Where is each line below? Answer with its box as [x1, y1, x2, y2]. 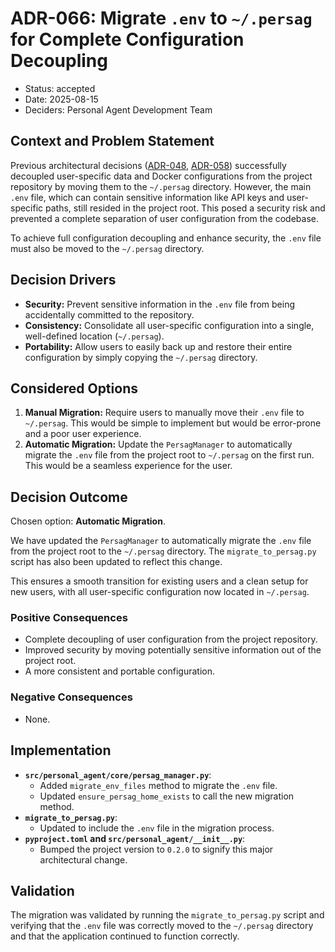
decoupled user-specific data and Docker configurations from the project [10, 170, 313, 182]
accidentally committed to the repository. [24, 308, 195, 321]
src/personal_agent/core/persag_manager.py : [24, 768, 212, 781]
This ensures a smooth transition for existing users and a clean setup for [10, 575, 309, 587]
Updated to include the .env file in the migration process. [39, 822, 275, 834]
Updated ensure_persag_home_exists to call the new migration [39, 790, 295, 802]
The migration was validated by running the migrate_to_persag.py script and [10, 909, 325, 921]
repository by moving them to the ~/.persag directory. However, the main [10, 180, 312, 192]
